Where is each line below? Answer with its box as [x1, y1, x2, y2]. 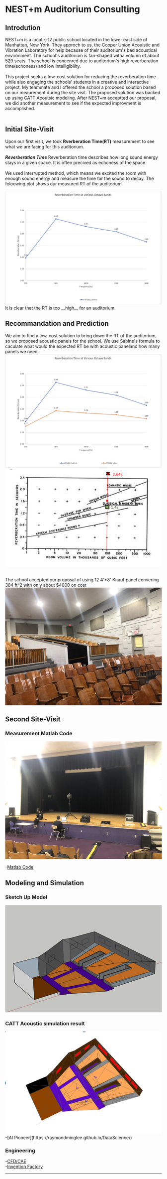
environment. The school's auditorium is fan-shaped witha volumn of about [5, 53, 160, 58]
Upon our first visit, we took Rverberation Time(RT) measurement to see [5, 138, 155, 144]
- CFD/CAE [5, 1159, 26, 1165]
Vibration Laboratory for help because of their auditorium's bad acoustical [5, 47, 157, 53]
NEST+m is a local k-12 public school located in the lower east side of [5, 37, 148, 42]
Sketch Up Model [5, 894, 48, 901]
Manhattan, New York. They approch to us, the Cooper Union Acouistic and [5, 42, 160, 48]
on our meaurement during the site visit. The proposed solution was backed [5, 90, 161, 95]
